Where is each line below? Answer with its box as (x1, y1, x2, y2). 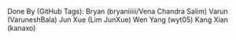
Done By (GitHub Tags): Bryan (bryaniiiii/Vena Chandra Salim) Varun (7, 7, 229, 16)
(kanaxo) (7, 24, 36, 32)
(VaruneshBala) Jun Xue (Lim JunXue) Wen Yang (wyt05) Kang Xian (7, 15, 229, 24)
